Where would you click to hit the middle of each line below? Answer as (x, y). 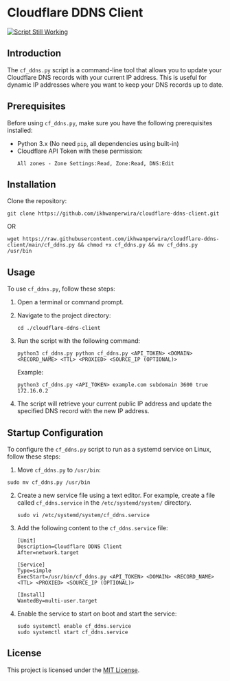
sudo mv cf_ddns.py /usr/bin (49, 483)
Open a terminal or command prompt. (70, 302)
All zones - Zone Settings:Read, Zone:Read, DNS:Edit (95, 163)
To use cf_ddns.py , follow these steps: (61, 289)
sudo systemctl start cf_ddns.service (72, 632)
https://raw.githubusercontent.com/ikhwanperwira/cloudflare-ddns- (121, 239)
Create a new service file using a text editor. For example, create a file (116, 495)
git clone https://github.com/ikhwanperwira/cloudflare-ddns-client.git (113, 214)
